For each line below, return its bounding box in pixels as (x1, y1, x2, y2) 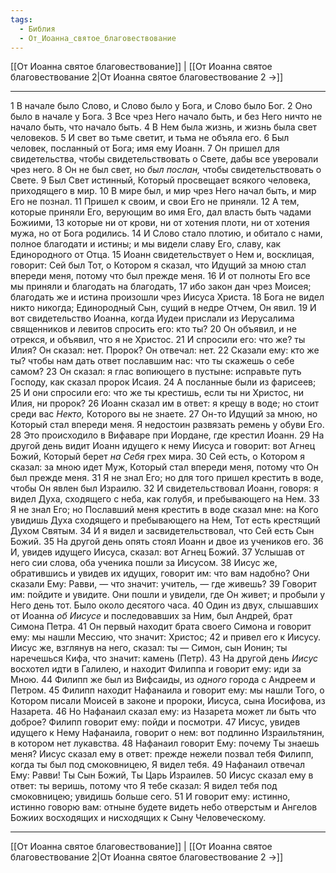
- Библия (19, 24, 56, 34)
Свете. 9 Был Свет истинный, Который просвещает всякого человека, (10, 174, 312, 186)
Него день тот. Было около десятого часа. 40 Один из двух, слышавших (10, 599, 319, 611)
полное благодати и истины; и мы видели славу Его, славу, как (10, 238, 282, 250)
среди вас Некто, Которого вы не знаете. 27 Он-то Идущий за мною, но (10, 408, 318, 420)
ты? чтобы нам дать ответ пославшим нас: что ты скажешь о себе (10, 355, 295, 367)
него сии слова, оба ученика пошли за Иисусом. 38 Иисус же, (10, 557, 278, 569)
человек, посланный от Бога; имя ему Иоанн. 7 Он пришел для (10, 142, 280, 155)
